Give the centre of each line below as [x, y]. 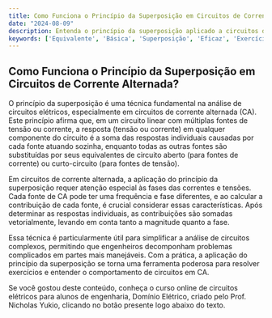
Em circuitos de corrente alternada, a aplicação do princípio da [113, 180]
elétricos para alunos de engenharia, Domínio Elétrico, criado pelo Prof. [127, 297]
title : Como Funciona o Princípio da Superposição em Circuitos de [125, 16]
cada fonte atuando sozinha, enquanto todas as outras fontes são [118, 146]
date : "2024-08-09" [41, 23]
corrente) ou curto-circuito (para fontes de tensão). [94, 163]
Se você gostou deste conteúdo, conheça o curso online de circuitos [123, 288]
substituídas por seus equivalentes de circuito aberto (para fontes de [123, 155]
